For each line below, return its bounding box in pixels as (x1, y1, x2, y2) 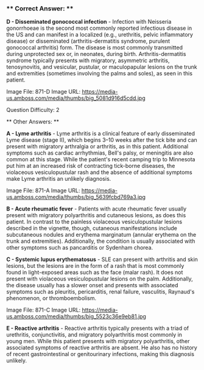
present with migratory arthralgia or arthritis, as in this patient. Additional (6, 143, 189, 150)
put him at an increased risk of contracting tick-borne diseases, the (6, 162, 175, 170)
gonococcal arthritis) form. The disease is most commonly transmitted (6, 44, 183, 51)
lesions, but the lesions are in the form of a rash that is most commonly (6, 262, 185, 270)
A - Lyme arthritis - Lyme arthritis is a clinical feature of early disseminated (6, 130, 195, 138)
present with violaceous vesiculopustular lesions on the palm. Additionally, (6, 275, 193, 282)
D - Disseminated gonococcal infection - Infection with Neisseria (6, 18, 172, 26)
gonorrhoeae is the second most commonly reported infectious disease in (6, 24, 192, 32)
